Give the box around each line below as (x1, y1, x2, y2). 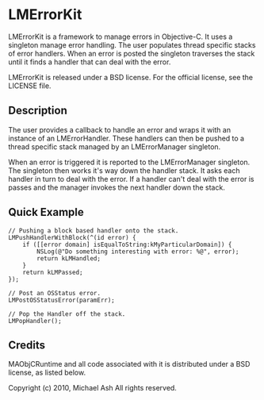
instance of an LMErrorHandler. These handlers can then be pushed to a (8, 133, 244, 143)
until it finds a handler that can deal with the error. (8, 57, 171, 67)
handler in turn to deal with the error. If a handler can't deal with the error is (8, 174, 254, 183)
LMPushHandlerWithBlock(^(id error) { (8, 233, 136, 241)
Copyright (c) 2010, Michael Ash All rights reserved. (8, 383, 177, 393)
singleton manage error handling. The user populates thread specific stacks (8, 40, 256, 49)
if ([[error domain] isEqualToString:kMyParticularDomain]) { (22, 240, 232, 248)
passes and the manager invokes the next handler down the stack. (8, 183, 226, 192)
